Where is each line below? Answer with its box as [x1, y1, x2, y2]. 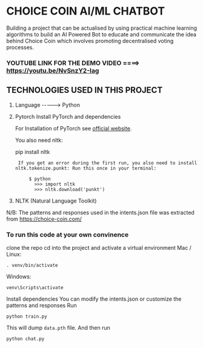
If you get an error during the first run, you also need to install [18, 159, 198, 166]
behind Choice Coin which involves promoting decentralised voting [6, 37, 174, 44]
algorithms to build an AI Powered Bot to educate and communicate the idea [6, 30, 197, 38]
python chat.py [6, 335, 45, 342]
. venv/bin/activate [6, 262, 59, 268]
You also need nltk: [15, 136, 64, 144]
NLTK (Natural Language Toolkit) [15, 197, 97, 204]
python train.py [6, 313, 47, 320]
